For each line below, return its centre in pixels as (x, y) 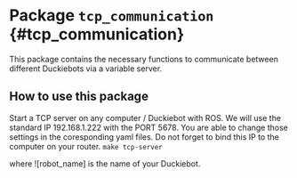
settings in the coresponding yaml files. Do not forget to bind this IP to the (144, 137)
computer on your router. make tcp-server (86, 146)
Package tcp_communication (112, 16)
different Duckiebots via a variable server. (86, 69)
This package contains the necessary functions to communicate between (144, 59)
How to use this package (79, 97)
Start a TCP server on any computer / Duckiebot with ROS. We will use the (145, 117)
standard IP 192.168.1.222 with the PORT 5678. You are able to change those (149, 127)
